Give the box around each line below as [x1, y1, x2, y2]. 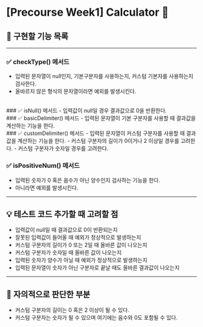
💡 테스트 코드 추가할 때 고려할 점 [6, 209, 118, 219]
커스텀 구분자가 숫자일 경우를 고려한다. [18, 145, 109, 152]
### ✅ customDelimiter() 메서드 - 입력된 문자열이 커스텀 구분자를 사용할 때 [6, 130, 185, 137]
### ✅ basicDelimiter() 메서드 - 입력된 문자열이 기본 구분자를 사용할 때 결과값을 [6, 114, 196, 122]
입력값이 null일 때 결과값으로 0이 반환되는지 [14, 226, 118, 234]
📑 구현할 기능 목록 [6, 31, 68, 41]
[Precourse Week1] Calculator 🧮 [6, 5, 169, 19]
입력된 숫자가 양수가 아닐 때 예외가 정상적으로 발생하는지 [14, 257, 148, 264]
